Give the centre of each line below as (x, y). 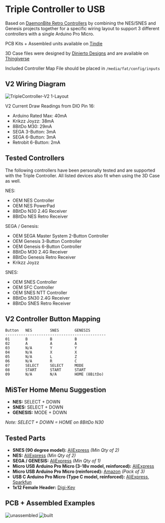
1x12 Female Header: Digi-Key (44, 487)
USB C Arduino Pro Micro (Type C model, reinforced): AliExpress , (81, 477)
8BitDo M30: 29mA (32, 126)
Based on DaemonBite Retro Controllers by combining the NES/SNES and (80, 23)
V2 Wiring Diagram (35, 84)
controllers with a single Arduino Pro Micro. (50, 34)
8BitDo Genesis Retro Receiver (44, 257)
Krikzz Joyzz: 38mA (33, 121)
